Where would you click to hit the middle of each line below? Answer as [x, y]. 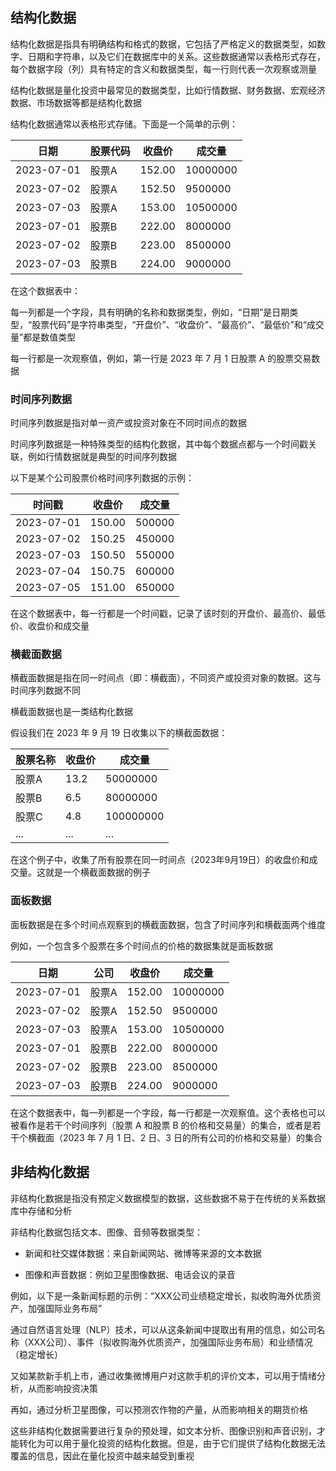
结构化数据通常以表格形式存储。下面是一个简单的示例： [124, 124]
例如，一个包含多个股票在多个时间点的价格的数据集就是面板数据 [141, 945]
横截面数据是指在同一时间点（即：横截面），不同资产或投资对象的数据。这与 [166, 678]
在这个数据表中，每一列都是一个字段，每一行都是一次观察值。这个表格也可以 [168, 1112]
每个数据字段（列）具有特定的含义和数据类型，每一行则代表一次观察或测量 [163, 69]
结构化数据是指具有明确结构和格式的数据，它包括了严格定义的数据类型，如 [163, 44]
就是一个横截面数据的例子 [97, 872]
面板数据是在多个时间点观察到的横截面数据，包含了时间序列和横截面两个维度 [168, 924]
